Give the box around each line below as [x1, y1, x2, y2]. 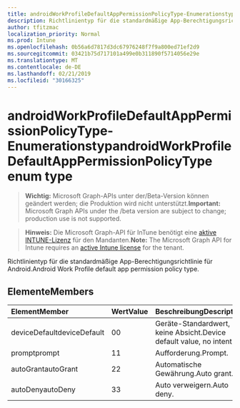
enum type [7, 168, 73, 184]
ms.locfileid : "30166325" [7, 76, 84, 84]
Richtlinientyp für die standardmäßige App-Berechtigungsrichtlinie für [7, 257, 213, 266]
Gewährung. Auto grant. [154, 369, 234, 379]
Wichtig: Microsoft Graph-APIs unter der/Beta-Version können [24, 192, 209, 200]
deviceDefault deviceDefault [11, 327, 105, 337]
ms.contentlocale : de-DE [7, 63, 81, 71]
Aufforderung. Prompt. [154, 348, 229, 358]
